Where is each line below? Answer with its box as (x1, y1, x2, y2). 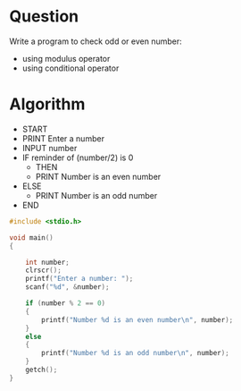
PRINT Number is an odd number (35, 190, 158, 200)
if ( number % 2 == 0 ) (25, 299, 105, 308)
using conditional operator (21, 63, 120, 73)
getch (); (25, 365, 58, 374)
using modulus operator (21, 53, 111, 64)
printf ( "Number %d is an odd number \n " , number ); (41, 349, 229, 358)
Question (9, 6, 79, 27)
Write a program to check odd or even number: (9, 36, 182, 47)
